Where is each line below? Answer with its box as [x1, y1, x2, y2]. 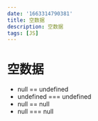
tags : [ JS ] [7, 29, 39, 37]
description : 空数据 [7, 23, 64, 30]
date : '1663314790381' [7, 10, 73, 17]
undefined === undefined [17, 92, 92, 101]
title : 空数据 [7, 17, 45, 24]
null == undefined [17, 85, 69, 94]
